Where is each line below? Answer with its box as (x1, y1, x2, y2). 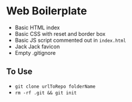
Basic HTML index (14, 24, 60, 31)
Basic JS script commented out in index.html (14, 36, 127, 44)
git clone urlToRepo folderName (14, 84, 96, 89)
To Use (6, 67, 33, 77)
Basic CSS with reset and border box (14, 30, 106, 37)
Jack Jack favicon (14, 43, 60, 50)
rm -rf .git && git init (14, 89, 77, 96)
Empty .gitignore (14, 49, 56, 56)
